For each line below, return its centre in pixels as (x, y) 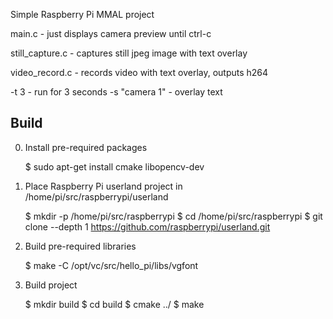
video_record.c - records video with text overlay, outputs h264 (139, 72)
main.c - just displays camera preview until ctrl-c (111, 33)
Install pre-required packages (86, 147)
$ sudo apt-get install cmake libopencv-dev (114, 166)
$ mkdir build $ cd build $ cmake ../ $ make (114, 304)
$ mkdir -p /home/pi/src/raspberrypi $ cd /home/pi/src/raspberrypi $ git (173, 216)
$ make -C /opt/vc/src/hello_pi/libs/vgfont (111, 265)
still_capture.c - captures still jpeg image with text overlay (129, 53)
